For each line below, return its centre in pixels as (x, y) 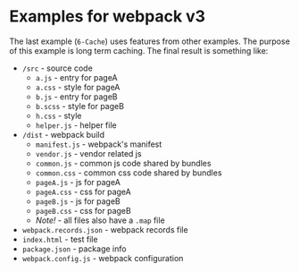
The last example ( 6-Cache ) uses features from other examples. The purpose (149, 41)
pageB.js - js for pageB (78, 201)
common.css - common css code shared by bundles (129, 173)
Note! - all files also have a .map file (100, 220)
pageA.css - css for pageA (83, 191)
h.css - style (58, 115)
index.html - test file (60, 239)
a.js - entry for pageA (76, 77)
